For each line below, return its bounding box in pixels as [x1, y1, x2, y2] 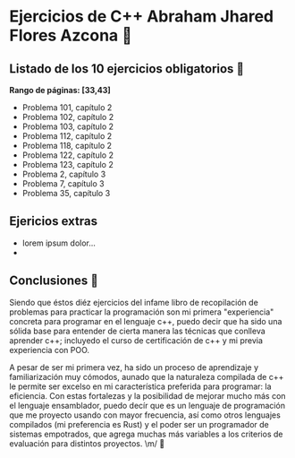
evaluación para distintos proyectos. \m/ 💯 [9, 437, 165, 449]
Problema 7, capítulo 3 [21, 178, 105, 189]
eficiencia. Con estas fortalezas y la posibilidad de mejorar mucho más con [9, 390, 286, 401]
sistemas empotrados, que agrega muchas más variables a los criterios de [9, 428, 283, 439]
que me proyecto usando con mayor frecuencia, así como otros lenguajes [9, 410, 282, 420]
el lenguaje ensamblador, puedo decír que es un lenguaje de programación [9, 400, 286, 410]
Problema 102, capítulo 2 [21, 112, 114, 122]
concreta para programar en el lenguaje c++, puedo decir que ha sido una [9, 315, 282, 326]
